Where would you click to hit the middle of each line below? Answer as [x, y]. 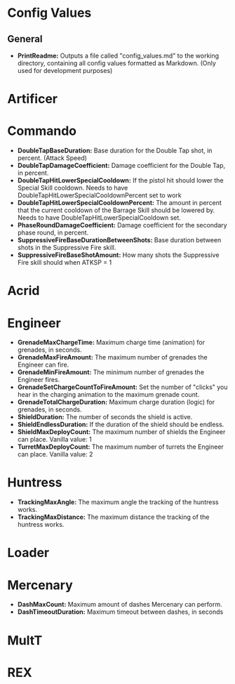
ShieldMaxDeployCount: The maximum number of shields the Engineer [121, 432]
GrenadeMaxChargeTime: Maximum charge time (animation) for [111, 343]
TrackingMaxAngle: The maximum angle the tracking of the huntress [118, 502]
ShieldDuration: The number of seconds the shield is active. [105, 417]
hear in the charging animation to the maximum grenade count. [108, 395]
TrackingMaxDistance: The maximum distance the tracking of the [113, 517]
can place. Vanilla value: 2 [55, 454]
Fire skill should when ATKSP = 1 [65, 263]
